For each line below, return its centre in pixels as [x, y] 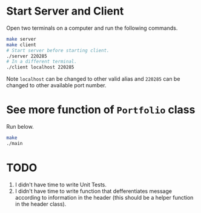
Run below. [20, 127]
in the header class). [41, 204]
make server [21, 39]
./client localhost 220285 [40, 67]
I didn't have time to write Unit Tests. [61, 184]
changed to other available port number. [57, 86]
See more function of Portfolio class [101, 110]
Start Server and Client [65, 11]
